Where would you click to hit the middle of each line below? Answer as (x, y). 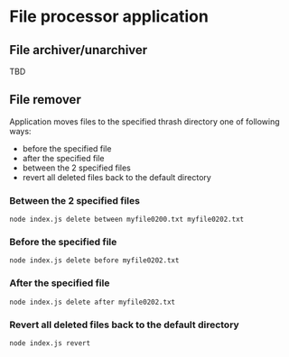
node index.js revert (50, 343)
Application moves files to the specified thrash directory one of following (144, 121)
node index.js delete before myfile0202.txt (94, 261)
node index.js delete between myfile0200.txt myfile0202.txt (127, 220)
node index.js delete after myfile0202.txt (93, 302)
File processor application (109, 17)
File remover (45, 100)
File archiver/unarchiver (79, 50)
